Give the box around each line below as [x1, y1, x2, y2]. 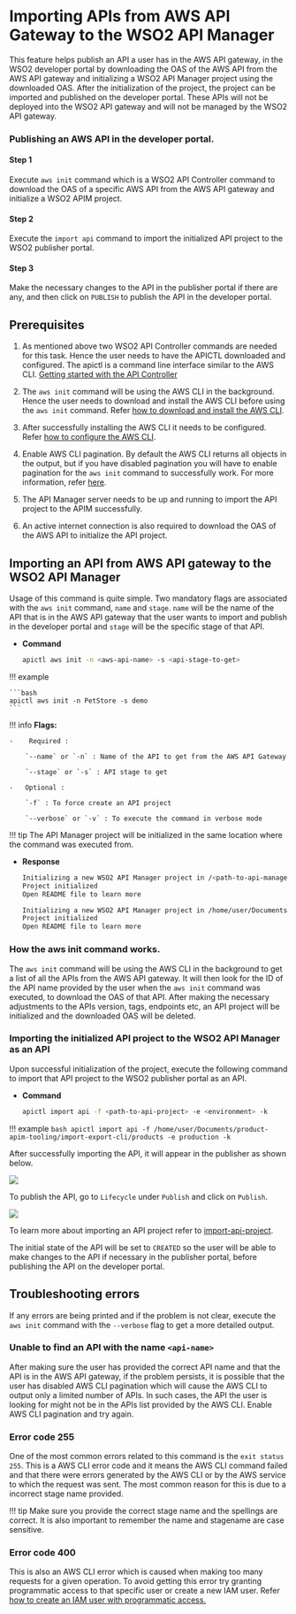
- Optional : [9, 783, 65, 792]
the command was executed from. [9, 839, 134, 849]
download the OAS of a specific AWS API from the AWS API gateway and [9, 184, 275, 195]
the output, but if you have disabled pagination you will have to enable [21, 458, 277, 469]
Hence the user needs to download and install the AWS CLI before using [21, 396, 285, 406]
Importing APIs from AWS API [9, 6, 231, 27]
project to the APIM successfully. [21, 503, 143, 514]
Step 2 [9, 213, 34, 224]
